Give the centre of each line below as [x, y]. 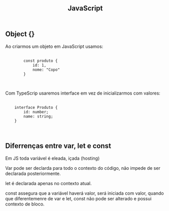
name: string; [38, 116]
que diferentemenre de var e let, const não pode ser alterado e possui [78, 198]
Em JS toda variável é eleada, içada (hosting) [53, 158]
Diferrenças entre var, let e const [58, 146]
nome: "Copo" [46, 70]
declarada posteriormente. [33, 173]
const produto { [41, 61]
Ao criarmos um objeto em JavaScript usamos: [54, 46]
